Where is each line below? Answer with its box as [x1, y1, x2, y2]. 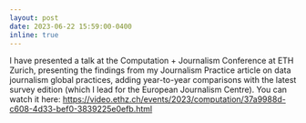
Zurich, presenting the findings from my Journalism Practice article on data [9, 65, 291, 76]
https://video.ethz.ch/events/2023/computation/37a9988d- [62, 94, 287, 105]
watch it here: [9, 94, 61, 105]
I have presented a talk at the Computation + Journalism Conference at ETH [9, 56, 294, 67]
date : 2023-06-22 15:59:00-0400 [9, 22, 132, 31]
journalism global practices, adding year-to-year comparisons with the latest [9, 75, 297, 86]
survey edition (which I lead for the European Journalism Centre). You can [9, 84, 288, 96]
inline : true [9, 30, 59, 39]
